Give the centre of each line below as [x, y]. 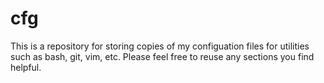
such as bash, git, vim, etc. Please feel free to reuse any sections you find [162, 56]
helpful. [26, 67]
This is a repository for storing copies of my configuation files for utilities [160, 46]
